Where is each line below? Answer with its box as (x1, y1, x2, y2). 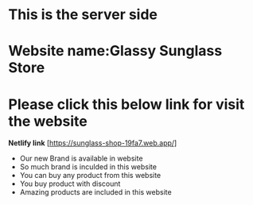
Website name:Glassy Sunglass (8, 42, 223, 60)
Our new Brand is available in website (19, 153, 143, 164)
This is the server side (8, 6, 158, 24)
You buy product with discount (19, 179, 121, 188)
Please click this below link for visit (8, 95, 245, 113)
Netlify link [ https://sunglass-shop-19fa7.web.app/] (8, 138, 177, 148)
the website (8, 112, 88, 130)
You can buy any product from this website (19, 171, 162, 180)
